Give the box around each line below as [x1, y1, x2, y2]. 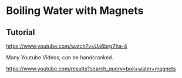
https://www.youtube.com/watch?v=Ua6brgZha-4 [6, 42, 127, 49]
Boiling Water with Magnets [6, 4, 144, 17]
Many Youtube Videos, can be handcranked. [6, 54, 113, 61]
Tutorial [6, 27, 35, 37]
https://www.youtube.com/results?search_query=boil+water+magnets [6, 65, 176, 72]
